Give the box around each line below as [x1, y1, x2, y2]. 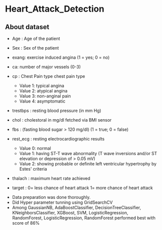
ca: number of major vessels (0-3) [12, 64, 81, 70]
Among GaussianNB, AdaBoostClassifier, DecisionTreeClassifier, [12, 205, 141, 210]
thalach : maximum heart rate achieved [12, 176, 90, 181]
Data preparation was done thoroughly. [12, 195, 91, 200]
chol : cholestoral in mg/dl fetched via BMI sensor [12, 117, 112, 123]
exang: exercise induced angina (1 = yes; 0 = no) [12, 54, 110, 60]
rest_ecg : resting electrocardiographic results [12, 136, 105, 142]
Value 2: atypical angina [19, 88, 68, 93]
